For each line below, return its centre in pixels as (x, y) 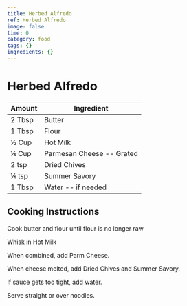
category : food (29, 39)
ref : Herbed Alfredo (37, 20)
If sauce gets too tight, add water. (55, 282)
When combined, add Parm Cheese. (58, 255)
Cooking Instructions (53, 212)
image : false (26, 26)
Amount (24, 108)
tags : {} (20, 46)
